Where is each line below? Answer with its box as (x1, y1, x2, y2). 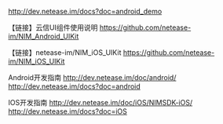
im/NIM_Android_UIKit (8, 31, 79, 41)
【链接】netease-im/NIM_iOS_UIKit (8, 48, 122, 57)
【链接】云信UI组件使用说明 (8, 23, 98, 32)
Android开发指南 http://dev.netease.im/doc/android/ (8, 73, 177, 82)
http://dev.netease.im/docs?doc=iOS (8, 107, 128, 116)
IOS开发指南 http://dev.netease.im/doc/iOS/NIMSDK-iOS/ (8, 98, 193, 107)
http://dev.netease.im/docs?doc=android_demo (8, 7, 163, 16)
